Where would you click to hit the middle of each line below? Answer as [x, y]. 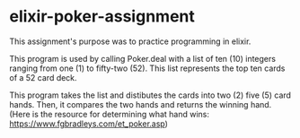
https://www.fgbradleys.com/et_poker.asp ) [89, 124]
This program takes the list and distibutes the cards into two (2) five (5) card [150, 95]
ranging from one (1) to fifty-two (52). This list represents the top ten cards [147, 68]
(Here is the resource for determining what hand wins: [109, 114]
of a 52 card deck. [44, 77]
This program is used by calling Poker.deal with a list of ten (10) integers [143, 58]
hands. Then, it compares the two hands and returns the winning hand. [141, 104]
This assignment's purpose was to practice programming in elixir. [130, 41]
